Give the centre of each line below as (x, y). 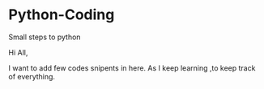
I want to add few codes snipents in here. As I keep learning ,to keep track (132, 68)
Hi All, (18, 52)
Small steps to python (45, 37)
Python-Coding (62, 15)
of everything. (32, 76)
